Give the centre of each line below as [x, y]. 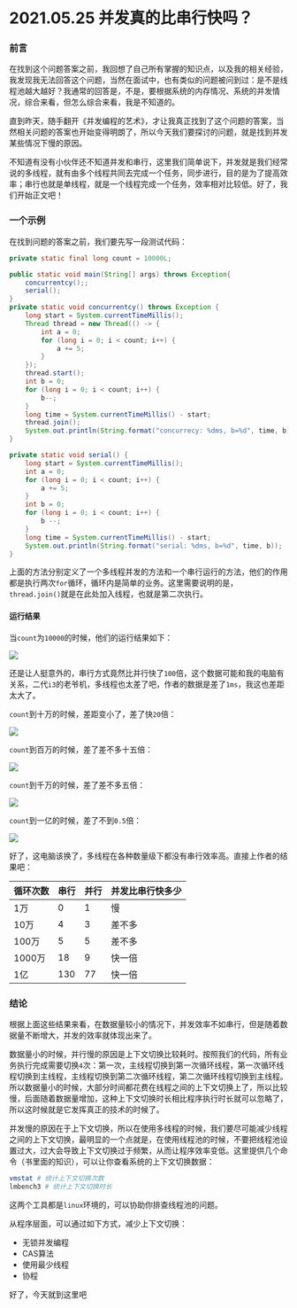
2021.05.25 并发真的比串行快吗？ [131, 18]
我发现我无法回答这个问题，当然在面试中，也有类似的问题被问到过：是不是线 [148, 80]
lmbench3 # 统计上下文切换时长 [61, 1187]
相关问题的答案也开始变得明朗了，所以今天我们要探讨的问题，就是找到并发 [152, 132]
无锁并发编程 [45, 1242]
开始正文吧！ [40, 195]
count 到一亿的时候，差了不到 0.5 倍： [76, 820]
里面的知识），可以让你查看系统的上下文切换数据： [123, 1161]
